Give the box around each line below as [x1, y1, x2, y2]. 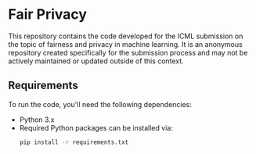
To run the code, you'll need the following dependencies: [8, 99, 192, 109]
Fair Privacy [8, 5, 88, 23]
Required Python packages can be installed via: [19, 123, 174, 132]
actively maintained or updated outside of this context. [8, 56, 184, 66]
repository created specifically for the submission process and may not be [8, 48, 248, 57]
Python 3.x [19, 115, 55, 124]
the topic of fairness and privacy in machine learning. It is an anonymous [8, 39, 243, 48]
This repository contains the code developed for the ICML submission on [8, 31, 243, 41]
